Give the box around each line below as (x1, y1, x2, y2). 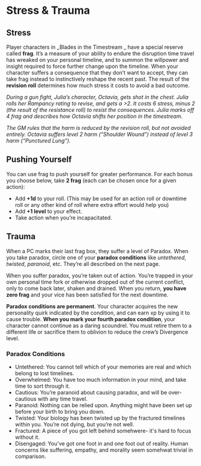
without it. (14, 434, 40, 441)
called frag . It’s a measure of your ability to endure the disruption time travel (6, 50, 194, 57)
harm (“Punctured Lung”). (6, 137, 71, 144)
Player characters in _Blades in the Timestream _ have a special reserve (6, 43, 184, 51)
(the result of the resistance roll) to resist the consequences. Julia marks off (6, 106, 194, 113)
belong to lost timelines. (14, 369, 74, 376)
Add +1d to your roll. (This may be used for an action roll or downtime (14, 195, 187, 202)
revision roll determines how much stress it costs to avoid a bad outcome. (6, 82, 190, 89)
